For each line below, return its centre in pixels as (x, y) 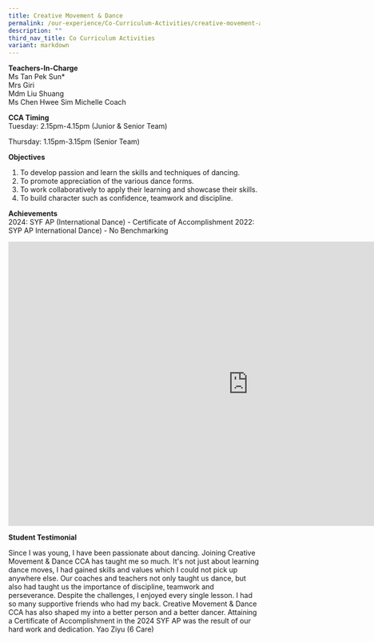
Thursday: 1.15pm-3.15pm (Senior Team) (74, 142)
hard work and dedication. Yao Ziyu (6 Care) (81, 629)
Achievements (33, 213)
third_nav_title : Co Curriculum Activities (82, 38)
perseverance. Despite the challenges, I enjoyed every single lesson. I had (131, 596)
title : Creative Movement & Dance (66, 16)
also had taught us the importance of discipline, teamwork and (111, 587)
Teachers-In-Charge (43, 68)
